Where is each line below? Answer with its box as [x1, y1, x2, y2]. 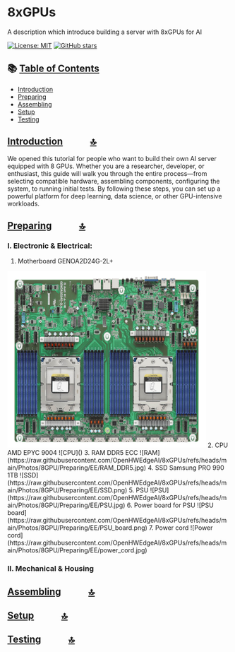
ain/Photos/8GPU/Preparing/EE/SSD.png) [7, 486, 128, 494]
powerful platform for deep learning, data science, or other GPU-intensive [7, 191, 222, 200]
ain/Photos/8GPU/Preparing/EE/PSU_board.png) [7, 523, 148, 532]
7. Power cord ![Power [149, 523, 213, 532]
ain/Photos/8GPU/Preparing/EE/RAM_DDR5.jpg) [7, 463, 147, 472]
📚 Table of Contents [7, 63, 100, 75]
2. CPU [207, 441, 229, 449]
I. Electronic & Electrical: [7, 241, 93, 251]
